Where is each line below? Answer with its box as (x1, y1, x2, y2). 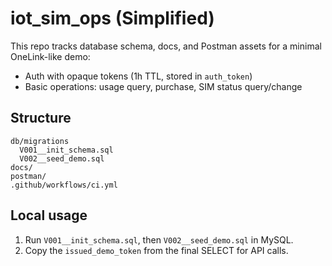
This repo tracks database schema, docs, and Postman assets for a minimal (10, 40, 322, 52)
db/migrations (10, 136, 70, 146)
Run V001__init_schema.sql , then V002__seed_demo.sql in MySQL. (24, 233, 294, 246)
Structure (10, 110, 72, 127)
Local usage (10, 207, 88, 224)
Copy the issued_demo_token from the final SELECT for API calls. (24, 244, 289, 256)
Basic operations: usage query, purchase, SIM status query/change (24, 80, 303, 92)
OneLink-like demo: (10, 50, 91, 62)
